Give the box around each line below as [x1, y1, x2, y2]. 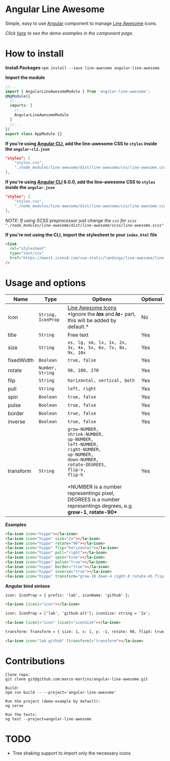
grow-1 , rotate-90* [67, 508, 117, 515]
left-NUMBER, [67, 442, 99, 447]
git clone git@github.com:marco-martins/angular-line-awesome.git [5, 676, 148, 682]
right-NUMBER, [67, 447, 102, 452]
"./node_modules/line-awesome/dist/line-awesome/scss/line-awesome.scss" [5, 223, 164, 228]
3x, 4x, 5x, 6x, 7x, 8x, [67, 344, 127, 350]
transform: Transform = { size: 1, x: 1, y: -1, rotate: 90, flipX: [5, 629, 153, 634]
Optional [141, 295, 162, 302]
